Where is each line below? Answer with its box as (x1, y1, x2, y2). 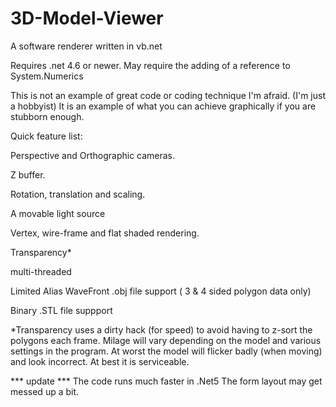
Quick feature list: (10, 130, 83, 142)
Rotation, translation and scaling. (10, 188, 146, 200)
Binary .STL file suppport (10, 304, 113, 316)
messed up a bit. (10, 385, 80, 397)
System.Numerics (10, 70, 84, 82)
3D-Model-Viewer (10, 7, 164, 30)
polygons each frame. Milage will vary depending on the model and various (10, 334, 322, 346)
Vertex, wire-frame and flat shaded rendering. (10, 227, 200, 239)
